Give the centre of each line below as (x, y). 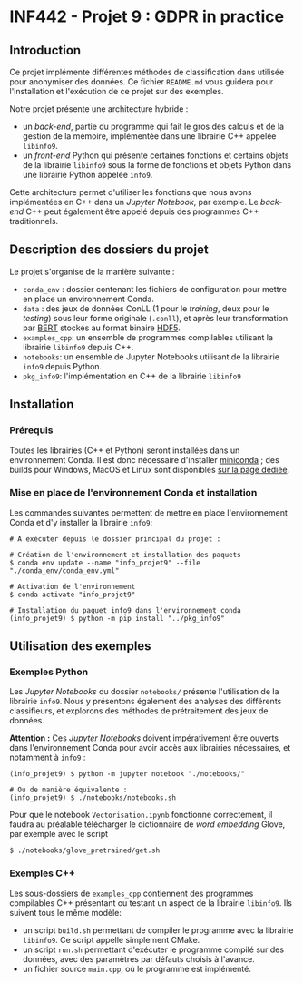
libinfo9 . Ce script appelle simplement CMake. (111, 939)
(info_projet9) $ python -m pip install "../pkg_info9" (117, 618)
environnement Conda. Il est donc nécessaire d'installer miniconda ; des (144, 459)
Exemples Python (49, 672)
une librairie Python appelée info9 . (88, 175)
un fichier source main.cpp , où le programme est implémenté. (137, 968)
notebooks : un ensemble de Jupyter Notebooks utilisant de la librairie (151, 357)
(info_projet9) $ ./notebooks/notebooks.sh (93, 798)
